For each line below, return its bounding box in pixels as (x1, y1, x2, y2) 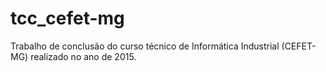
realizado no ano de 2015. (30, 50, 137, 62)
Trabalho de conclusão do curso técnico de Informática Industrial (10, 40, 280, 52)
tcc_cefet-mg (10, 7, 125, 30)
